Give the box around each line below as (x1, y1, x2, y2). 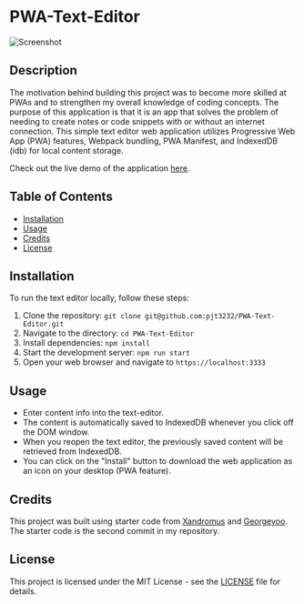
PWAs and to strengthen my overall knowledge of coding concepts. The (9, 96, 279, 107)
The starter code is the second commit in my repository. (9, 526, 220, 536)
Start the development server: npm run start (22, 347, 191, 358)
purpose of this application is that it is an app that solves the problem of (9, 106, 279, 117)
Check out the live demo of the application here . (9, 162, 190, 174)
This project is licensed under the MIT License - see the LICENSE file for (9, 576, 280, 587)
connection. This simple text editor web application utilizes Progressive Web (9, 126, 296, 136)
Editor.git (22, 320, 65, 329)
